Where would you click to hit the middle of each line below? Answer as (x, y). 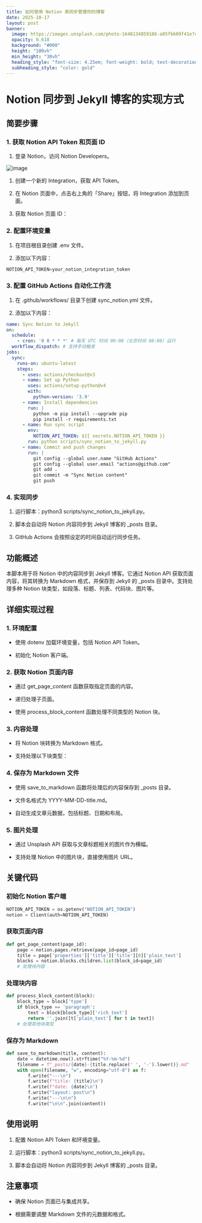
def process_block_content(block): (51, 996)
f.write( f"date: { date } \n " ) (63, 1087)
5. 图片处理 (22, 830)
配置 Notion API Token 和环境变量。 (59, 1139)
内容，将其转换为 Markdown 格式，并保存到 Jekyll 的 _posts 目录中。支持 (97, 581)
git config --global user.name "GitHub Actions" (95, 458)
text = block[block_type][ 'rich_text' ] (78, 1013)
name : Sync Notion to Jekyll (43, 324)
